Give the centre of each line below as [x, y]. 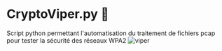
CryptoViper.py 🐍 [58, 14]
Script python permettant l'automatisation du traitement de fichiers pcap [111, 33]
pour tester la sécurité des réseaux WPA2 [67, 40]
